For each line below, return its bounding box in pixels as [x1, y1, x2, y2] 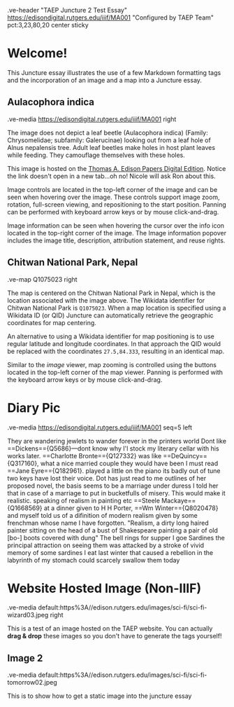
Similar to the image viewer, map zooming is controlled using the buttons [7, 360, 217, 369]
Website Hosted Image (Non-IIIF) [7, 580, 202, 596]
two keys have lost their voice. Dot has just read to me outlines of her [7, 474, 207, 482]
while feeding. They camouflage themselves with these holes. [7, 151, 185, 159]
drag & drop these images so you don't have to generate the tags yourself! [7, 632, 222, 640]
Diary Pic [7, 399, 61, 416]
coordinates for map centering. [7, 318, 96, 327]
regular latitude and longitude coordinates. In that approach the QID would [7, 339, 221, 348]
